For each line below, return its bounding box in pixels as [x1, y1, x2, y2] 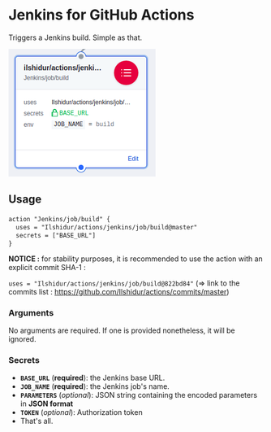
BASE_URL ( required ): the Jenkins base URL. [19, 373, 166, 383]
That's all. [19, 417, 54, 426]
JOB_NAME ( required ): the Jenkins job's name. [19, 382, 170, 391]
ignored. [8, 334, 37, 344]
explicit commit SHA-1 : [8, 262, 87, 272]
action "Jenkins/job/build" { [8, 215, 111, 223]
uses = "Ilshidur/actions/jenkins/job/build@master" [15, 223, 198, 231]
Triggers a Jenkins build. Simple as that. [8, 33, 143, 42]
